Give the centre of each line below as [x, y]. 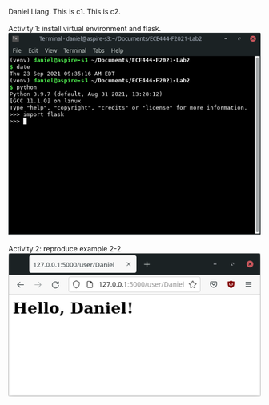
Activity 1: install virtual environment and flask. [85, 28]
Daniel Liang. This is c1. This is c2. [65, 12]
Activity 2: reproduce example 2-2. [66, 249]
